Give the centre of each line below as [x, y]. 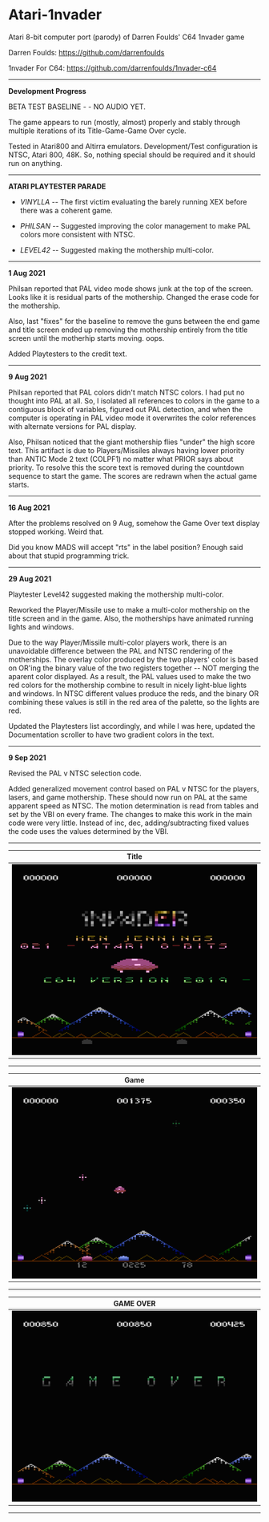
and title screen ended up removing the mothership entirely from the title [128, 330]
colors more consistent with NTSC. [78, 234]
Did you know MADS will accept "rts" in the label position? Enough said [126, 547]
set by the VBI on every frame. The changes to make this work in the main [130, 814]
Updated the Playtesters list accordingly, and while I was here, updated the [132, 726]
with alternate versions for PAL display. [72, 426]
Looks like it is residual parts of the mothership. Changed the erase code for [134, 297]
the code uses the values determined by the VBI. [89, 831]
